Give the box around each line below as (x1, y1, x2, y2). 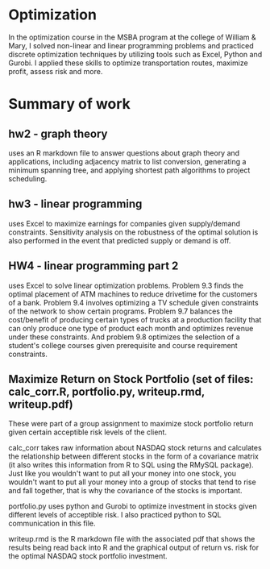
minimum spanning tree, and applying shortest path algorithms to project (8, 165, 251, 175)
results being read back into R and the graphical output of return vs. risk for (8, 542, 260, 553)
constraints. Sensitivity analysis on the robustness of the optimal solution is (8, 227, 259, 237)
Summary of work (8, 95, 131, 114)
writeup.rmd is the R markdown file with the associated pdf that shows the (8, 534, 255, 544)
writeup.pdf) (8, 397, 74, 411)
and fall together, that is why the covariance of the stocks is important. (8, 486, 243, 496)
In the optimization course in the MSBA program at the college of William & (8, 32, 256, 42)
